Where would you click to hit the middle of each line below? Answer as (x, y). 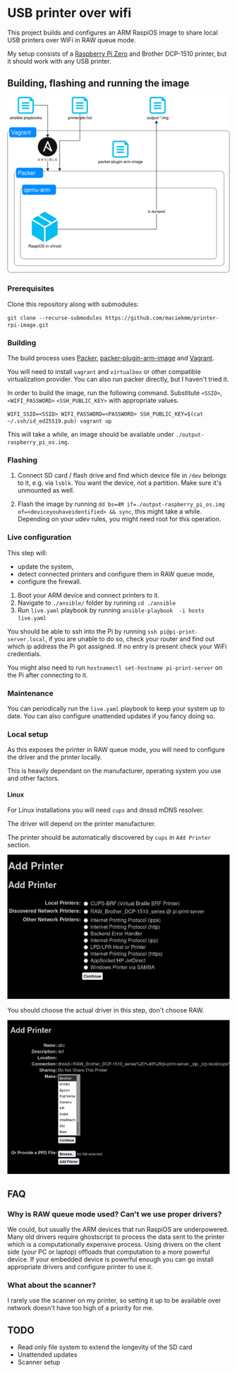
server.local (26, 639)
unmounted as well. (46, 490)
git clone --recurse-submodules (55, 318)
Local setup (28, 734)
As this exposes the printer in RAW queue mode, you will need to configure (116, 750)
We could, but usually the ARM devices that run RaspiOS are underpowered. (118, 1230)
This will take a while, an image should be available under (91, 434)
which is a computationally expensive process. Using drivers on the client (114, 1245)
